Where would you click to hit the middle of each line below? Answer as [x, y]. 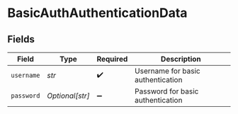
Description [181, 59]
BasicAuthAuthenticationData [97, 13]
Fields [21, 39]
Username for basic [167, 71]
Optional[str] [68, 96]
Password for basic [166, 91]
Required [112, 59]
